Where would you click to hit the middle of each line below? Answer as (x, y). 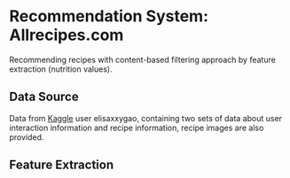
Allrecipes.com (67, 35)
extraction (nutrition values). (61, 69)
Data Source (44, 97)
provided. (27, 137)
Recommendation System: (109, 16)
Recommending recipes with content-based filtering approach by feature (143, 59)
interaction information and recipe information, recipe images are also (137, 128)
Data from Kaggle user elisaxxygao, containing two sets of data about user (145, 118)
